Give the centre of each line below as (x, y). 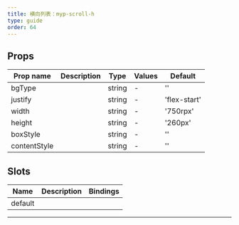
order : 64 (22, 27)
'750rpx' (179, 111)
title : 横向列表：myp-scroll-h (51, 14)
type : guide (25, 21)
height (22, 123)
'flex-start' (183, 100)
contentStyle (32, 146)
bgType (24, 88)
